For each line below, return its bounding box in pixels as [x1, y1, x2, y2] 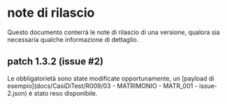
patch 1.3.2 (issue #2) [7, 56, 103, 68]
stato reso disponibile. [34, 89, 98, 97]
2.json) [7, 89, 28, 97]
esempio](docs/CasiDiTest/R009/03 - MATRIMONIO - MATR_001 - [7, 82, 198, 90]
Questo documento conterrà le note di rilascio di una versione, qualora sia [7, 28, 220, 36]
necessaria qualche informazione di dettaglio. [7, 35, 139, 43]
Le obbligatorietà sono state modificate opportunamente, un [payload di [7, 74, 214, 82]
